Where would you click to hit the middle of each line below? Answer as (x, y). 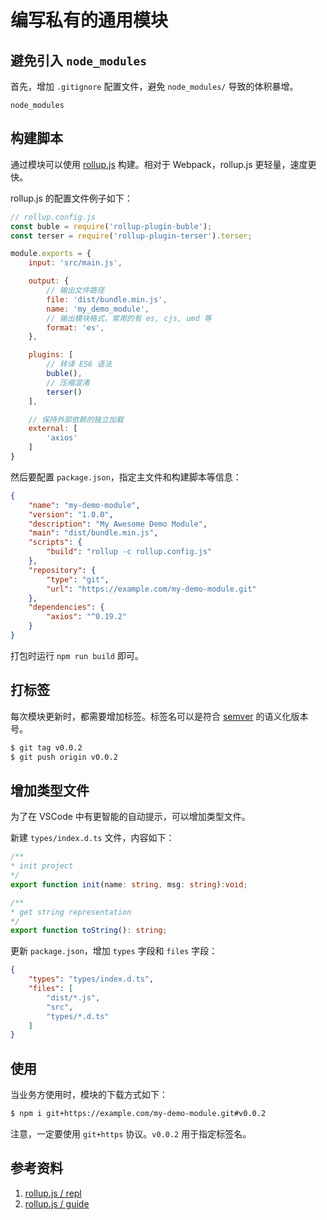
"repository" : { (62, 570)
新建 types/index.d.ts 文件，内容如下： (92, 838)
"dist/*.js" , (73, 997)
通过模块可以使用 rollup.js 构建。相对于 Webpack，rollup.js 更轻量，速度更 (163, 164)
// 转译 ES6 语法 (79, 364)
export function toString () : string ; (89, 931)
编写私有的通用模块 (89, 20)
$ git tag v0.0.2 (46, 747)
